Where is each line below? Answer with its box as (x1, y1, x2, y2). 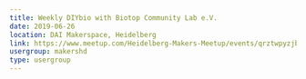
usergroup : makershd (9, 47, 88, 56)
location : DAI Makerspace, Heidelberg (9, 30, 157, 39)
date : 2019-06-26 (9, 22, 76, 31)
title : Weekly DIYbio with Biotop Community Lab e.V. (9, 13, 219, 23)
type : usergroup (9, 55, 71, 64)
